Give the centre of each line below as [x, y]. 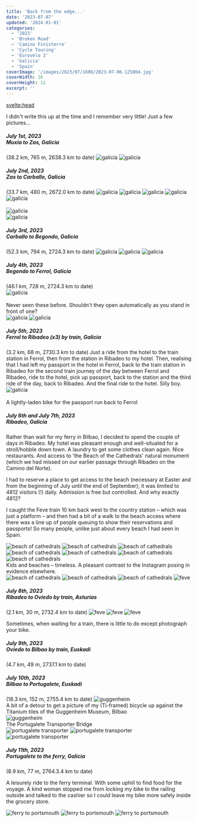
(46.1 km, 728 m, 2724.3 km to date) [50, 286]
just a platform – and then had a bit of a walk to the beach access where [94, 516]
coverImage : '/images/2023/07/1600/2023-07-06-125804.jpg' [80, 72]
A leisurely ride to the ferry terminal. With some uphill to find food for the [94, 783]
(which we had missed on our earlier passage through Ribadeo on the [91, 462]
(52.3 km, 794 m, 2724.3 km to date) [51, 252]
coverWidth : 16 [25, 77]
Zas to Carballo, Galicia [36, 177]
